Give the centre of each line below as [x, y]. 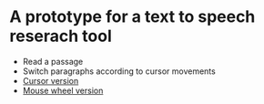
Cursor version [51, 80]
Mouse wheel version [63, 90]
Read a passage [53, 61]
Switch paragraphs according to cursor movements [119, 71]
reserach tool [61, 36]
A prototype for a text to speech [132, 17]
